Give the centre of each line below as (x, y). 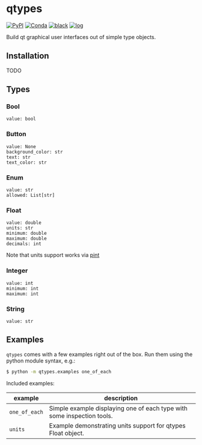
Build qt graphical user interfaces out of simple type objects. (81, 37)
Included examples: (31, 383)
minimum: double (26, 234)
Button (16, 134)
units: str (20, 228)
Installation (28, 56)
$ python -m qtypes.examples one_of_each (59, 372)
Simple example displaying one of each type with (118, 408)
